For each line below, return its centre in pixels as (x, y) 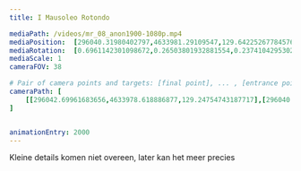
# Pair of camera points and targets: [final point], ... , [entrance (144, 83)
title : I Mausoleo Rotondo (60, 17)
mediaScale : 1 (36, 59)
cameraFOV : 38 (36, 67)
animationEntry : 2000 (50, 132)
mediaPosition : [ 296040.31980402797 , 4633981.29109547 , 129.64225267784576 (152, 42)
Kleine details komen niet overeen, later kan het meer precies (122, 158)
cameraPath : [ (36, 91)
